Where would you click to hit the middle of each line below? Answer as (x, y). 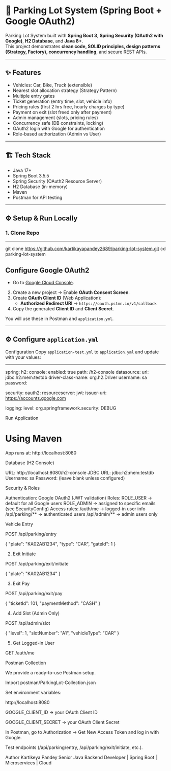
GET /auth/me (20, 653)
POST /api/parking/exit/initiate (37, 563)
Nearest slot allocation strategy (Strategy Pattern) (65, 90)
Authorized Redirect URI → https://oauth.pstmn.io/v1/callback (88, 303)
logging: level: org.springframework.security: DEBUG (61, 408)
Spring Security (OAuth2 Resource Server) (57, 181)
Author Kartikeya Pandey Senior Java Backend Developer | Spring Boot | (81, 757)
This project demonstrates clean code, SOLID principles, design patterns (83, 46)
